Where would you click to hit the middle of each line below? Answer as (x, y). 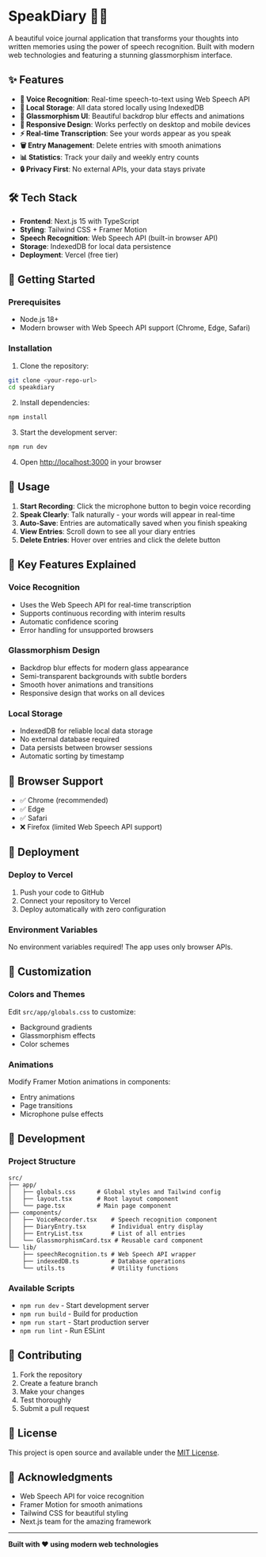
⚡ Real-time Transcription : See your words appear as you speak (125, 133)
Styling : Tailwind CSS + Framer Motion (83, 229)
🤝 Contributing (45, 1356)
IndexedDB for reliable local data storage (86, 731)
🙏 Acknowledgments (61, 1477)
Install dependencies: (55, 403)
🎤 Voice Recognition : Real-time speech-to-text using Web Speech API (135, 99)
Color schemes (44, 1044)
